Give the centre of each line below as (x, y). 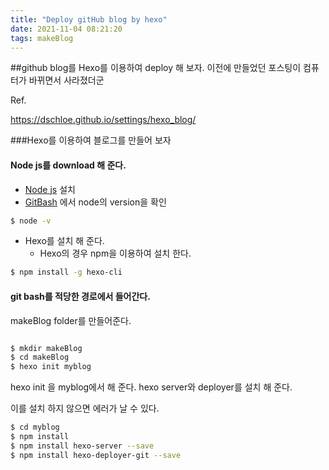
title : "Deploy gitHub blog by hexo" (89, 19)
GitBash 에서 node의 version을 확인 (95, 202)
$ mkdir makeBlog (46, 348)
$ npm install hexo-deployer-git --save (96, 455)
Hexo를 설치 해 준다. (64, 241)
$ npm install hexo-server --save (82, 446)
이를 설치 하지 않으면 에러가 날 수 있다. (85, 408)
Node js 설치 (50, 189)
